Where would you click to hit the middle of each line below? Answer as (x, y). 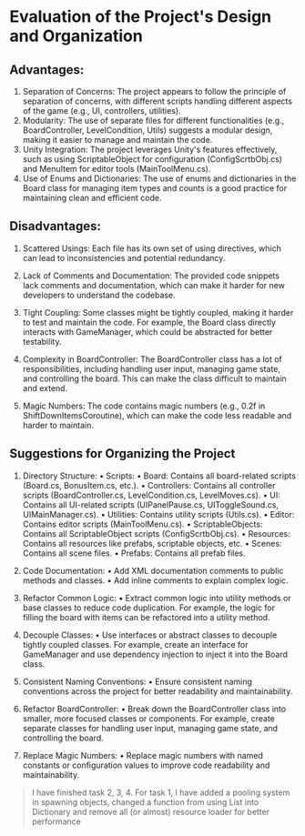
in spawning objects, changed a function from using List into (145, 801)
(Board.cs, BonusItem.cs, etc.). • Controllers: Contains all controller (149, 485)
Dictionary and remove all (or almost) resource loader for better (151, 811)
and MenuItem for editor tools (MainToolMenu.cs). (117, 169)
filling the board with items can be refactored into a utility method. (146, 617)
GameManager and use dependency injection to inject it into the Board (155, 654)
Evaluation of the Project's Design (141, 17)
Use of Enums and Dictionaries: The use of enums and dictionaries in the (159, 178)
